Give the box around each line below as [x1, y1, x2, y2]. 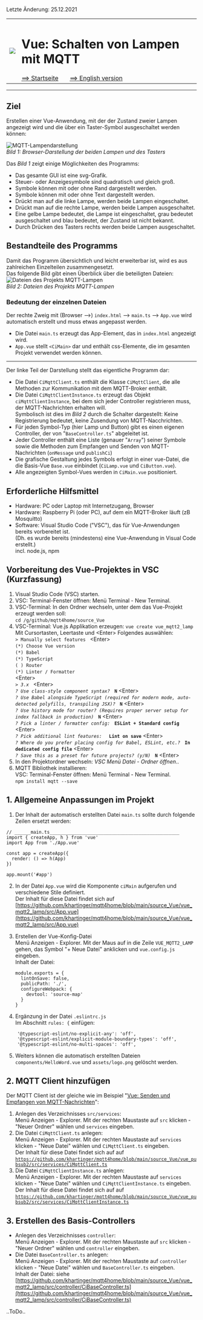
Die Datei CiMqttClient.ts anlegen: [14, 1130, 103, 1137]
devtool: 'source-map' [26, 991, 83, 997]
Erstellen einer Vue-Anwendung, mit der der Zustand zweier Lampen [6, 117, 178, 124]
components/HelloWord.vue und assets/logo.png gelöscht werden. [14, 1058, 178, 1065]
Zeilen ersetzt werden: [14, 817, 71, 825]
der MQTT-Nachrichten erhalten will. [14, 404, 107, 412]
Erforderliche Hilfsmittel [6, 486, 99, 497]
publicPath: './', [21, 980, 67, 987]
